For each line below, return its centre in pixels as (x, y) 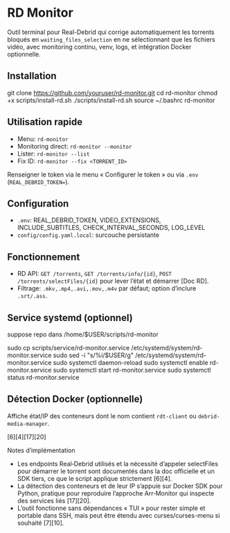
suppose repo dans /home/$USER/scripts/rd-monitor (83, 334)
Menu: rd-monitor (43, 139)
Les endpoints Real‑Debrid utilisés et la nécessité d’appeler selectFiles (117, 464)
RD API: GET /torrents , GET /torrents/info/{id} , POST (94, 274)
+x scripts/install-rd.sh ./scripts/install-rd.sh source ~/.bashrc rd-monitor (111, 100)
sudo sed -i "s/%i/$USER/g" (93, 355)
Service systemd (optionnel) (70, 318)
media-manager (28, 424)
